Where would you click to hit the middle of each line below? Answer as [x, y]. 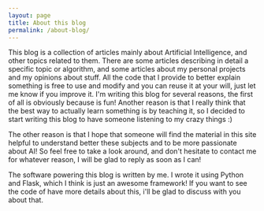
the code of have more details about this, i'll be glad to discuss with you [125, 192]
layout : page [30, 15]
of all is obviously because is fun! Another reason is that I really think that [127, 102]
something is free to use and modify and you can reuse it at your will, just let [132, 86]
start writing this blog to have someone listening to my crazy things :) [120, 120]
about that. [26, 200]
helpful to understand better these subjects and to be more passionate [123, 143]
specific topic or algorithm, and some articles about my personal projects [127, 69]
